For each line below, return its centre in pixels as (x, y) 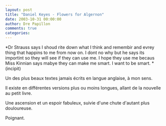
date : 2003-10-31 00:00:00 (33, 19)
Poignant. (15, 118)
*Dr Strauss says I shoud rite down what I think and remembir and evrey (80, 47)
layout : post (19, 10)
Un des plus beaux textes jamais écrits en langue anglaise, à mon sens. (79, 78)
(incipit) (13, 68)
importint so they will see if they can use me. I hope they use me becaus (80, 58)
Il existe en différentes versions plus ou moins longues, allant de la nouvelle (83, 88)
